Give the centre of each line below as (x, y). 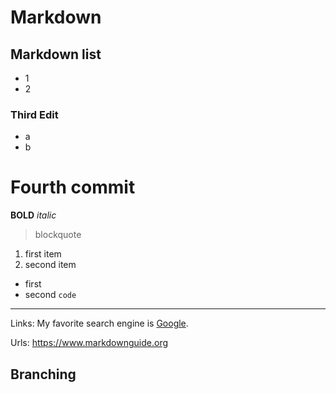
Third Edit (34, 114)
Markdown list (56, 54)
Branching (43, 374)
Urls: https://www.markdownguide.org (89, 343)
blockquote (58, 235)
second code (50, 295)
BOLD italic (33, 215)
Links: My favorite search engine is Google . (99, 323)
